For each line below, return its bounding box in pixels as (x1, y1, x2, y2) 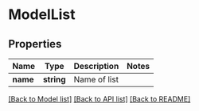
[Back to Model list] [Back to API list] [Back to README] (8, 94, 191, 104)
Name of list (73, 74, 119, 85)
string (42, 74, 66, 85)
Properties (8, 37, 62, 51)
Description (73, 61, 119, 71)
